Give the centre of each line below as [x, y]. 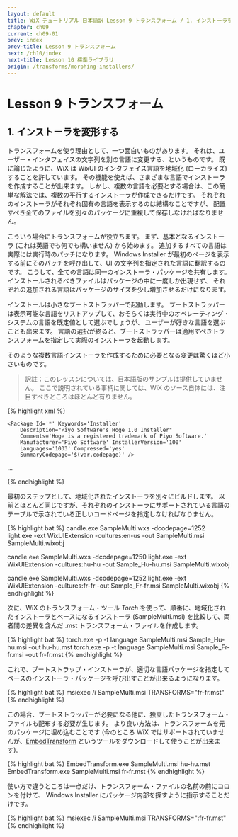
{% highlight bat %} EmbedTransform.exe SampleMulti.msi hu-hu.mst [109, 764]
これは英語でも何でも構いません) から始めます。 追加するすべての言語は [122, 245]
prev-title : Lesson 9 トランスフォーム [62, 47]
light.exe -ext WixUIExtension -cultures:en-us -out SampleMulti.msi [106, 535]
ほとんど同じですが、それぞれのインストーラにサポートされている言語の [125, 505]
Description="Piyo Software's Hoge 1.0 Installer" [96, 430]
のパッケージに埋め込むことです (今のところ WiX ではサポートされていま [113, 732]
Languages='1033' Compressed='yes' [73, 448]
